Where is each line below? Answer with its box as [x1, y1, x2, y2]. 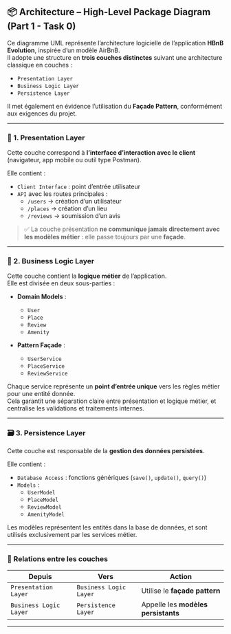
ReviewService [27, 371, 68, 378]
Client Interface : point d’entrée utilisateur [16, 182, 141, 191]
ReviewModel [27, 503, 62, 511]
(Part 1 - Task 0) [7, 21, 76, 32]
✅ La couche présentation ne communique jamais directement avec [23, 225, 220, 233]
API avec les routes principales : [16, 190, 108, 198]
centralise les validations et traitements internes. [7, 404, 144, 413]
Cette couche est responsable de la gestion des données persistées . [7, 446, 205, 455]
